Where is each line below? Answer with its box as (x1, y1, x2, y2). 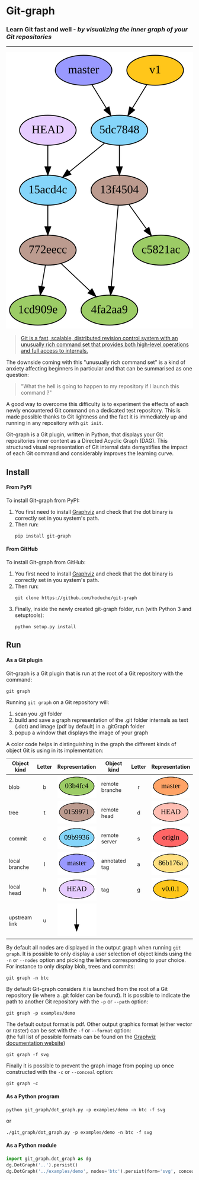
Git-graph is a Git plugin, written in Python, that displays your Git (6, 431, 163, 438)
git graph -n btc (6, 975, 49, 981)
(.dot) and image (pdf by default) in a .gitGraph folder (14, 722, 145, 730)
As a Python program (6, 1093, 60, 1100)
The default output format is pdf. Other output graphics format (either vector (6, 1021, 192, 1028)
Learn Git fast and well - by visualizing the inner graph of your (6, 25, 188, 34)
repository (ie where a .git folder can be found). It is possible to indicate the (6, 992, 191, 999)
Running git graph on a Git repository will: (6, 698, 110, 706)
